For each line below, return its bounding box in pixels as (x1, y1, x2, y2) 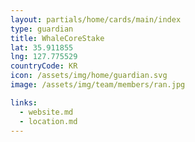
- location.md (19, 116, 78, 126)
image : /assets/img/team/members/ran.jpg (10, 80, 186, 90)
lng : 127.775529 (10, 52, 78, 62)
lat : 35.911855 (10, 42, 74, 53)
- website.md (19, 107, 74, 117)
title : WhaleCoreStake (10, 33, 105, 43)
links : (10, 97, 38, 108)
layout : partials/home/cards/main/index (10, 14, 182, 25)
